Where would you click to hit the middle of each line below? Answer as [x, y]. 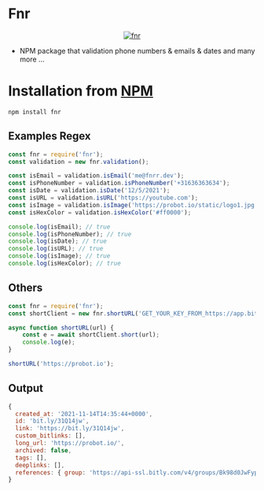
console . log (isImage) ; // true [59, 256]
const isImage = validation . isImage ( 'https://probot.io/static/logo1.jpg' [133, 205]
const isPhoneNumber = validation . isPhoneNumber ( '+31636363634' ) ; [119, 183]
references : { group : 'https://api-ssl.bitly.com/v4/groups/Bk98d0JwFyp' [138, 472]
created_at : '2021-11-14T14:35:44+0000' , [84, 414]
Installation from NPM [81, 91]
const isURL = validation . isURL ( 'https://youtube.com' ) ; [103, 198]
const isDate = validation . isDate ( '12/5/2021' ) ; [89, 191]
